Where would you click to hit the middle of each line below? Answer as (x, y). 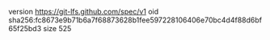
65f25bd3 (25, 28)
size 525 (57, 28)
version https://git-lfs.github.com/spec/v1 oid (84, 12)
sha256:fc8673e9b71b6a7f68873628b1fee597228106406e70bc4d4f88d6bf (135, 20)
